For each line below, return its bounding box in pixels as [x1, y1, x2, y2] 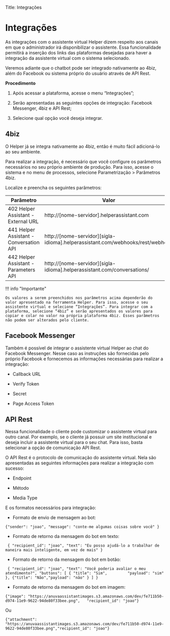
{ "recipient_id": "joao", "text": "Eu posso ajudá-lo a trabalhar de [7, 543, 159, 548]
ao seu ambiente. [5, 148, 41, 154]
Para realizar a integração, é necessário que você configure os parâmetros [5, 158, 161, 165]
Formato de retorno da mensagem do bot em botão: [12, 556, 121, 563]
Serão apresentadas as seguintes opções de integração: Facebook [12, 100, 153, 106]
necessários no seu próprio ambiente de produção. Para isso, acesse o [5, 164, 154, 170]
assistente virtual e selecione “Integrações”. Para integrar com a [5, 304, 153, 309]
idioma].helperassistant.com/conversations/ [45, 266, 149, 273]
